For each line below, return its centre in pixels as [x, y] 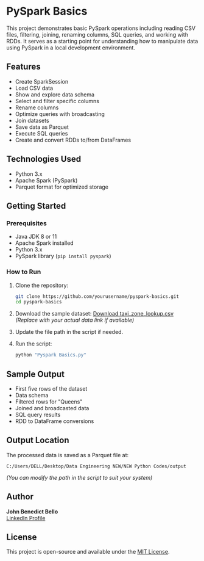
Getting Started [36, 206]
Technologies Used [44, 159]
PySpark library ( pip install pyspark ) [63, 256]
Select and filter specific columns [57, 101]
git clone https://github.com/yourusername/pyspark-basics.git [97, 296]
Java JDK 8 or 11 [36, 237]
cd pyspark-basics [38, 302]
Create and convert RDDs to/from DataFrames [73, 140]
